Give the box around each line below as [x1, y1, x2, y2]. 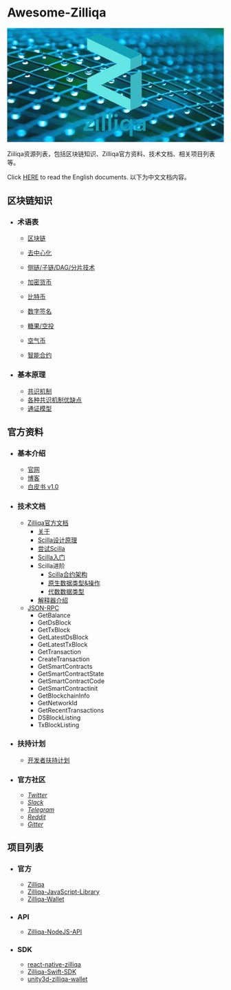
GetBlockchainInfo [37, 691, 90, 700]
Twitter [27, 791, 48, 799]
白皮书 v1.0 [27, 483, 59, 491]
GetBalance [37, 611, 71, 619]
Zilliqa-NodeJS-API [27, 927, 82, 936]
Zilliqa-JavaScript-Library [27, 887, 100, 896]
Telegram [27, 806, 55, 814]
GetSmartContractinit [37, 684, 98, 692]
